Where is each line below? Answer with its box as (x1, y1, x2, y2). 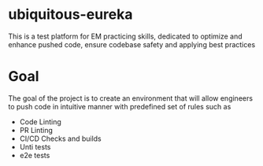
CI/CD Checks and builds (19, 134, 102, 143)
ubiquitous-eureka (8, 6, 133, 24)
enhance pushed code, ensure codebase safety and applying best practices (8, 39, 256, 49)
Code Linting (19, 116, 61, 127)
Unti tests (19, 142, 51, 151)
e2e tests (19, 150, 50, 160)
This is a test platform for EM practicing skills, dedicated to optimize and (8, 31, 243, 41)
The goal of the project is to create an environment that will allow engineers (8, 93, 254, 103)
